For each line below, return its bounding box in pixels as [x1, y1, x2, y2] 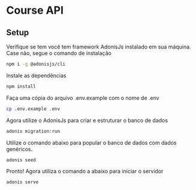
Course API [6, 4, 64, 17]
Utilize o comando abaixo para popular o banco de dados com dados [6, 139, 177, 146]
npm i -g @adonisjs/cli [6, 61, 66, 67]
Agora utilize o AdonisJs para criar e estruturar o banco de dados [6, 117, 168, 124]
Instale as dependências [6, 72, 67, 79]
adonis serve [6, 179, 39, 185]
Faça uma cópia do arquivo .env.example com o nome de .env [6, 94, 160, 102]
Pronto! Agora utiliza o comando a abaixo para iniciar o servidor [6, 168, 164, 175]
